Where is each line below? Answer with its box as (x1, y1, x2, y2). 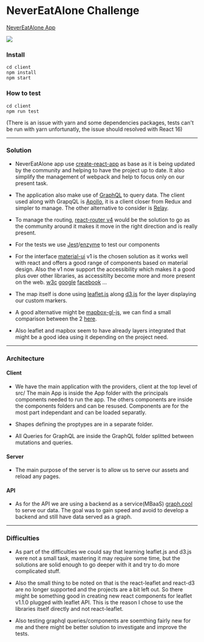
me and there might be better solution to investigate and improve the (15, 623, 187, 630)
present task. (15, 179, 49, 186)
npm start (6, 75, 32, 81)
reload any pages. (15, 473, 61, 480)
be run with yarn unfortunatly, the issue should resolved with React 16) (6, 125, 183, 133)
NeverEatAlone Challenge (6, 4, 140, 18)
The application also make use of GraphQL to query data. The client (15, 191, 185, 199)
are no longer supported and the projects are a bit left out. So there (15, 585, 183, 593)
